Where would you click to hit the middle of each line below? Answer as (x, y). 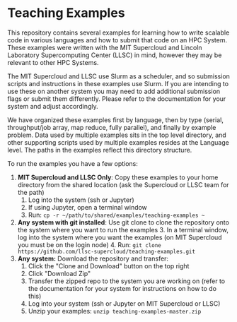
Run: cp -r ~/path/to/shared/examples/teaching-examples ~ (116, 215)
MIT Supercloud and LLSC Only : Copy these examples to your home (118, 177)
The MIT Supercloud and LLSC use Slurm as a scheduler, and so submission (118, 76)
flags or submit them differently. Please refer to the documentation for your (117, 99)
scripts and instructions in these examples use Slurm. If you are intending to (118, 83)
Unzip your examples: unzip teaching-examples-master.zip (115, 311)
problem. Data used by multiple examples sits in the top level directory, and (117, 135)
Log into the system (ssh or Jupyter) (81, 200)
